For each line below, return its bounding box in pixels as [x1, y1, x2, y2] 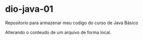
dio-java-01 [5, 3, 53, 15]
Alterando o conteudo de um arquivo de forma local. [5, 29, 111, 35]
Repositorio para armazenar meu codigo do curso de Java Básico [5, 20, 139, 26]
